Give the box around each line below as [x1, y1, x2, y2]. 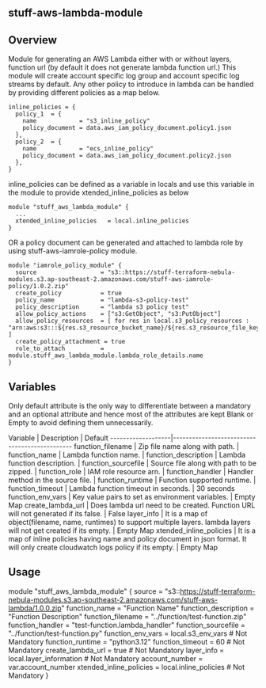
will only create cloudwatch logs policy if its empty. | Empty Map [8, 542, 218, 553]
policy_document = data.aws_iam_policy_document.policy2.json [22, 152, 232, 160]
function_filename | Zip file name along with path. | [74, 442, 240, 451]
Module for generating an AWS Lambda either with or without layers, [8, 55, 232, 64]
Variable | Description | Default [8, 433, 108, 443]
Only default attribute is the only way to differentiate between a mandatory [8, 401, 252, 411]
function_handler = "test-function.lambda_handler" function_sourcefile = [8, 620, 245, 629]
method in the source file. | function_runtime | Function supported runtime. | [8, 475, 256, 485]
